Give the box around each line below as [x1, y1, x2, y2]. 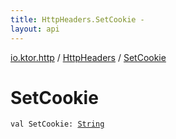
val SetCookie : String [10, 119, 105, 130]
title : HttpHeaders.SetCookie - [10, 14, 145, 25]
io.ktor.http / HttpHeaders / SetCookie [10, 51, 167, 63]
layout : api [10, 24, 60, 34]
